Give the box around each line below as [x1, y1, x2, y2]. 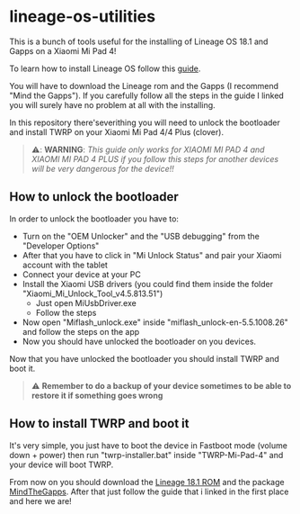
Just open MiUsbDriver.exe [35, 297, 137, 308]
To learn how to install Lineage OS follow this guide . [9, 63, 201, 74]
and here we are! [9, 495, 72, 506]
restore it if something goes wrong [31, 390, 163, 401]
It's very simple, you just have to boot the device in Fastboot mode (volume [9, 439, 287, 451]
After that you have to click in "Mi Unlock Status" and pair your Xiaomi [22, 249, 282, 260]
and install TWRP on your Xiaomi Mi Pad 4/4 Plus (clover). [9, 126, 225, 137]
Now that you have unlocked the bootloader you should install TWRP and [9, 353, 280, 364]
